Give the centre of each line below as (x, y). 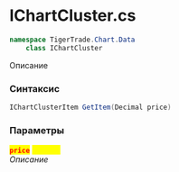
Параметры (37, 130)
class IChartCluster (64, 48)
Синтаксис (35, 88)
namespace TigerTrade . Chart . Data (72, 40)
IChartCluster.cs (73, 16)
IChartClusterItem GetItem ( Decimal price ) (90, 107)
